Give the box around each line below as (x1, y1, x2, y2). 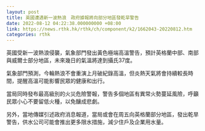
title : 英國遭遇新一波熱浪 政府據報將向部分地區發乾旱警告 (6, 15, 139, 21)
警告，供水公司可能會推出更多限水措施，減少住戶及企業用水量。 (6, 118, 167, 126)
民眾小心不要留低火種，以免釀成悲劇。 (6, 98, 103, 105)
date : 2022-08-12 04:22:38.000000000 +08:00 (6, 20, 121, 26)
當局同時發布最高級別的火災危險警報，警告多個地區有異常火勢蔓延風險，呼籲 (6, 90, 199, 97)
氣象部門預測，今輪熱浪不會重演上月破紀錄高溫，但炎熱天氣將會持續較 (6, 69, 183, 77)
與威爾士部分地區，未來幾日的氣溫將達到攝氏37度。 (6, 57, 136, 64)
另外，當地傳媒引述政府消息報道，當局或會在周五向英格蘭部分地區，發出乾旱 (6, 111, 199, 118)
